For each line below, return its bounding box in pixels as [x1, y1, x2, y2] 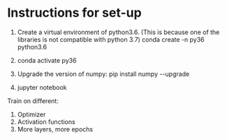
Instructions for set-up [7, 5, 142, 21]
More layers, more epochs [17, 125, 94, 133]
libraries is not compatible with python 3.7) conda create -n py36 [17, 35, 205, 43]
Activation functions [17, 117, 75, 126]
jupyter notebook [17, 83, 67, 91]
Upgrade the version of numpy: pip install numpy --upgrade [17, 70, 190, 78]
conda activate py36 [17, 56, 77, 64]
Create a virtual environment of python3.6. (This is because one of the [17, 28, 220, 36]
